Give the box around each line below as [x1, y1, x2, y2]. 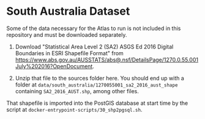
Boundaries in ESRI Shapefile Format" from [15, 49, 124, 56]
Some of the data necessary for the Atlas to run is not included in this [6, 25, 181, 32]
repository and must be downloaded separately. [6, 31, 127, 38]
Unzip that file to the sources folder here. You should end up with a [15, 74, 185, 82]
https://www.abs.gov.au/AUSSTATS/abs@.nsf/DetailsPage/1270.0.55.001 [15, 56, 199, 63]
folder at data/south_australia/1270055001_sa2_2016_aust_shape [15, 81, 178, 88]
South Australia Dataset [6, 4, 130, 18]
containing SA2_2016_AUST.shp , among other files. [15, 87, 139, 94]
